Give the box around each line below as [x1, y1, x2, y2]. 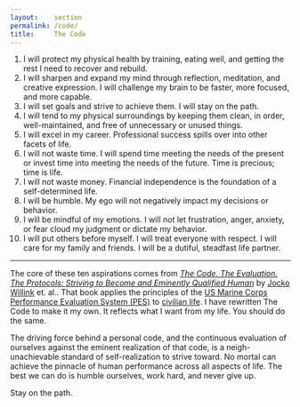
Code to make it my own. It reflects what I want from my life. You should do [10, 306, 286, 316]
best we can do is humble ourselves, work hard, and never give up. [10, 371, 256, 381]
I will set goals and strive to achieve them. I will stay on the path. [22, 101, 259, 112]
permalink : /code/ [10, 21, 78, 30]
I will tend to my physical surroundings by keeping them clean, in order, [22, 110, 285, 121]
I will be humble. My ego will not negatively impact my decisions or [22, 196, 270, 206]
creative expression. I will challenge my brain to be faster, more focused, [22, 82, 290, 93]
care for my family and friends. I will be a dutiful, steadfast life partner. [22, 243, 281, 253]
